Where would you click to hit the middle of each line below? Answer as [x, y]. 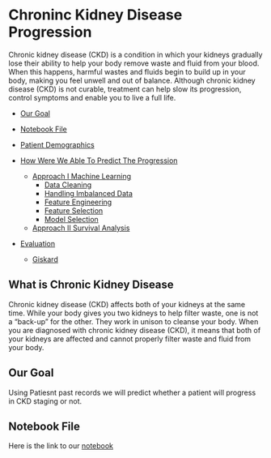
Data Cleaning [68, 185]
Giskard [45, 259]
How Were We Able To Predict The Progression [99, 161]
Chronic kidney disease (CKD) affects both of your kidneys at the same [127, 304]
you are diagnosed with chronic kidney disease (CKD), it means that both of [135, 330]
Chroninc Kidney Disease [95, 15]
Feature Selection [74, 210]
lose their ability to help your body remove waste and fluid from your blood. [134, 63]
